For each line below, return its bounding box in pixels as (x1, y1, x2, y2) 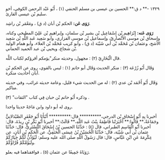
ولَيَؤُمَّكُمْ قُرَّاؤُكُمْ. (5, 139, 36, 145)
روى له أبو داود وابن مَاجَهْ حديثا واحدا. (5, 104, 73, 109)
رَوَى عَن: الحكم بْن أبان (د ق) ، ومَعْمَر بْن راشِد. (5, 21, 91, 26)
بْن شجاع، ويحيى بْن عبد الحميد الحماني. (5, 46, 78, 51)
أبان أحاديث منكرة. (5, 70, 40, 76)
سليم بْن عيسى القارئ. (5, 11, 47, 17)
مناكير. (5, 85, 18, 91)
